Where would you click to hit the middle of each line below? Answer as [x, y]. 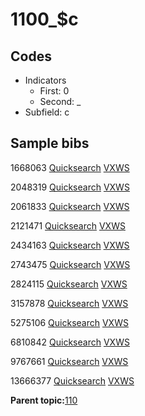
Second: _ [60, 101]
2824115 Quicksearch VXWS [69, 284]
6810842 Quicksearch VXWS [70, 342]
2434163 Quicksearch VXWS [70, 245]
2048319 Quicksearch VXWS [70, 187]
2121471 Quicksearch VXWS [68, 225]
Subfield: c [47, 112]
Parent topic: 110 [44, 400]
